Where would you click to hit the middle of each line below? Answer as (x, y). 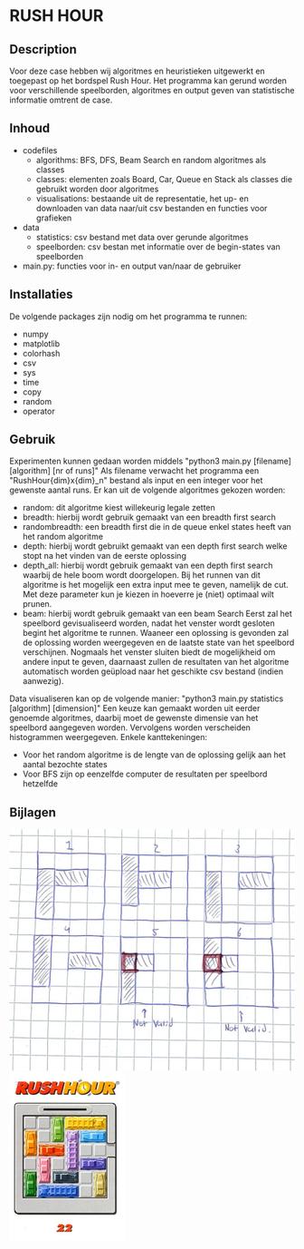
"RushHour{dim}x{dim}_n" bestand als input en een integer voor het (136, 481)
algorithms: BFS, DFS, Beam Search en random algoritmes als (151, 160)
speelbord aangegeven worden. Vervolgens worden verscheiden (130, 727)
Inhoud (30, 128)
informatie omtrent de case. (61, 100)
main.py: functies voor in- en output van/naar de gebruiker (132, 266)
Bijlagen (33, 812)
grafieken (54, 218)
